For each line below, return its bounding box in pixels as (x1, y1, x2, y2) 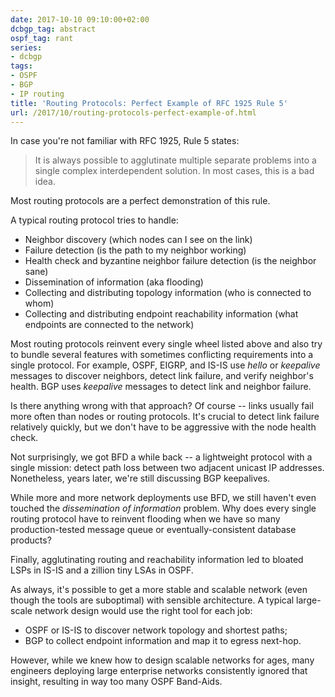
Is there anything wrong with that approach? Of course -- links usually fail (10, 400, 314, 412)
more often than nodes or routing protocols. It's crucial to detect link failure (10, 411, 320, 423)
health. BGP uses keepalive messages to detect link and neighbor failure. (10, 381, 312, 393)
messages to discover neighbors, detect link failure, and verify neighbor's (10, 370, 314, 382)
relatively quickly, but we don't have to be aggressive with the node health (10, 421, 317, 433)
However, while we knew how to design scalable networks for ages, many (10, 654, 315, 666)
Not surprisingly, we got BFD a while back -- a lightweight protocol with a (10, 451, 313, 463)
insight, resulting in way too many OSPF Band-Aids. (10, 676, 223, 688)
